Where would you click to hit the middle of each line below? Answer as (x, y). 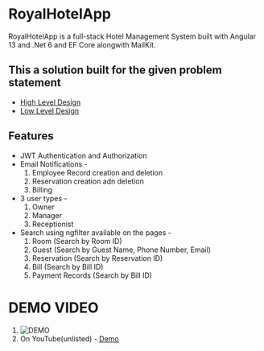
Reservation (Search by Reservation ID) (97, 258)
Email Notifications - (54, 164)
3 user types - (43, 198)
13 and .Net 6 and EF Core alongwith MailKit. (82, 44)
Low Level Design (49, 110)
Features (31, 136)
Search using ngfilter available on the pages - (95, 232)
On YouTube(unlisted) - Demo (69, 338)
